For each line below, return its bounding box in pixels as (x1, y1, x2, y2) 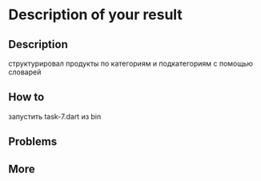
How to (8, 90, 45, 104)
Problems (8, 135, 58, 149)
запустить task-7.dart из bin (8, 111, 102, 121)
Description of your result (8, 6, 183, 24)
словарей (8, 67, 42, 77)
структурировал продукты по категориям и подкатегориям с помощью (8, 58, 254, 68)
